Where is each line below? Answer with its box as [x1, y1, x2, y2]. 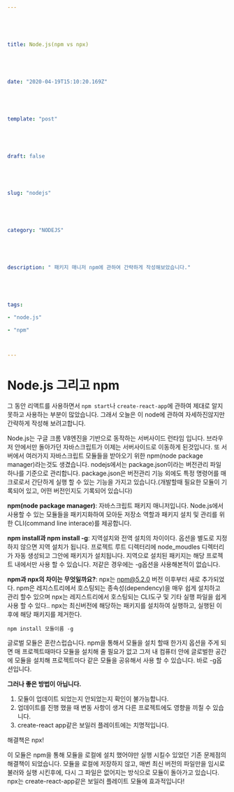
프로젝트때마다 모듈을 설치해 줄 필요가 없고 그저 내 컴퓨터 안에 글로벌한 [22, 648, 214, 656]
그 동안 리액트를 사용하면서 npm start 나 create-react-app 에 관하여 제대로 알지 [7, 402, 224, 410]
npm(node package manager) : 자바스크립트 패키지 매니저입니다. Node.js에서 [7, 502, 224, 510]
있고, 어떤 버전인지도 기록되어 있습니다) [25, 486, 133, 495]
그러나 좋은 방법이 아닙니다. [7, 680, 82, 688]
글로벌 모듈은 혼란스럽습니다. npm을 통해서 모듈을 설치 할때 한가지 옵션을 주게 [7, 639, 219, 647]
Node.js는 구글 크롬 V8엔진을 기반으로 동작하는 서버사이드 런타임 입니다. [7, 434, 205, 442]
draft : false [7, 152, 45, 160]
